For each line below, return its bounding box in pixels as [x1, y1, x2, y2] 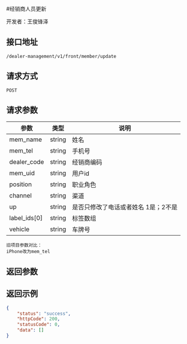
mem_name [9, 135, 42, 144]
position [9, 180, 32, 188]
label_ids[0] [9, 214, 43, 223]
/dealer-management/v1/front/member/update [6, 53, 117, 59]
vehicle [9, 225, 30, 233]
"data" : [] [17, 327, 44, 333]
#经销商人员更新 [6, 5, 47, 12]
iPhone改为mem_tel [6, 249, 50, 255]
